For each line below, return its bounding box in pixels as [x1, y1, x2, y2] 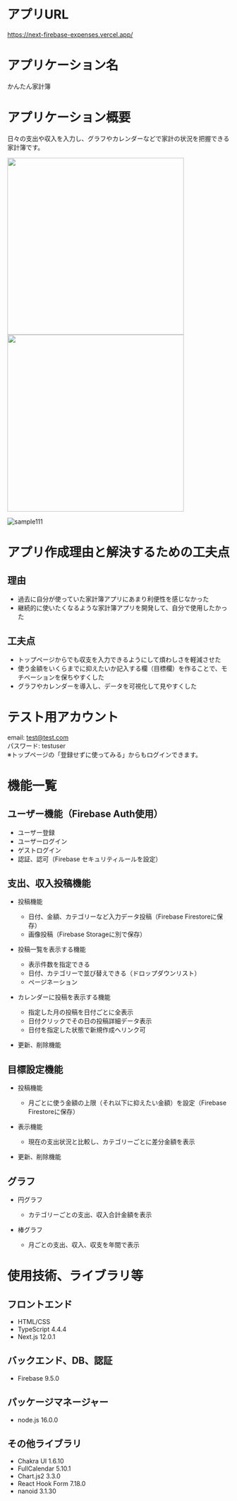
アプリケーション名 [7, 57, 119, 74]
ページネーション [28, 978, 78, 987]
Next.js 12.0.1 [17, 1333, 56, 1341]
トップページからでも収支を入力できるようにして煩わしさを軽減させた [17, 655, 221, 664]
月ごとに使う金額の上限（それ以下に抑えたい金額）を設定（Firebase [28, 1098, 227, 1108]
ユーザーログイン [17, 836, 68, 846]
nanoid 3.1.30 [17, 1487, 56, 1495]
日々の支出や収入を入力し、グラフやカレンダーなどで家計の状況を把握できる [7, 134, 230, 142]
